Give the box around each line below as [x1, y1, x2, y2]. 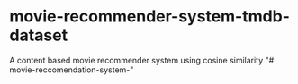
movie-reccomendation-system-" [9, 64, 134, 75]
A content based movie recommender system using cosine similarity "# [9, 55, 275, 65]
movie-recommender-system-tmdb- [9, 6, 291, 27]
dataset [9, 25, 68, 46]
